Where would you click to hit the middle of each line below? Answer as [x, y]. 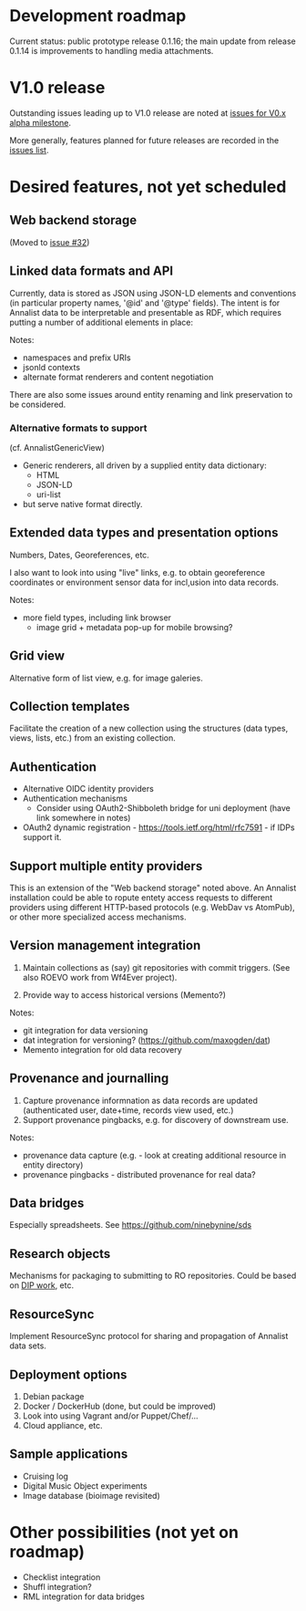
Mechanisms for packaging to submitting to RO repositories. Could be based [153, 1276]
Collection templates [70, 707]
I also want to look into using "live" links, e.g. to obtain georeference [138, 572]
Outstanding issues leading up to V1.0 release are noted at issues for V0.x [148, 113]
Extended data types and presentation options [144, 533]
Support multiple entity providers [106, 866]
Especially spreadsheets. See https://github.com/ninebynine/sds [131, 1225]
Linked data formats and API [92, 271]
